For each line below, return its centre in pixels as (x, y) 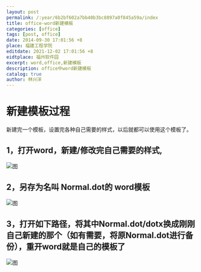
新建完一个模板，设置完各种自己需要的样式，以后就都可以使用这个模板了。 (99, 130)
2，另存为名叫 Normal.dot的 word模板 (78, 187)
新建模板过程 (38, 111)
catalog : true (24, 74)
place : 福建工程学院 (29, 46)
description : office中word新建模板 (49, 68)
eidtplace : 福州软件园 (33, 57)
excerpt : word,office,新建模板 (44, 63)
